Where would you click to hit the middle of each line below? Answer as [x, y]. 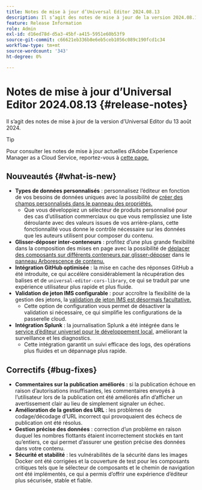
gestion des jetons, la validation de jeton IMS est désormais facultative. [103, 300]
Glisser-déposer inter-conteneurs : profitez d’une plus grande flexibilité [105, 242]
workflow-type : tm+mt [33, 46]
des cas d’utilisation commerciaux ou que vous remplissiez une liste [108, 216]
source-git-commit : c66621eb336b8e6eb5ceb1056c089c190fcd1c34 [86, 40]
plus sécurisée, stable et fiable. [54, 480]
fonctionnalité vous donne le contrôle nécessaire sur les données [105, 229]
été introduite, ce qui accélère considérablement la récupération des [99, 274]
